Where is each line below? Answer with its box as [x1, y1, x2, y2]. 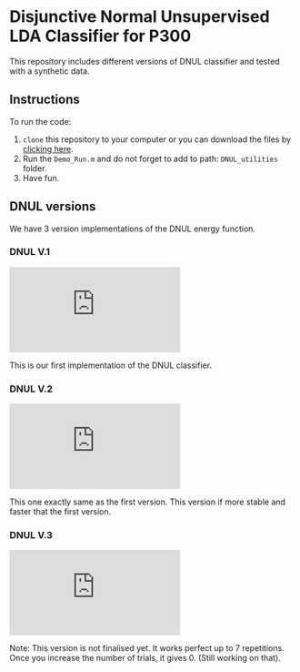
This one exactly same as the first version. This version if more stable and [9, 496, 286, 507]
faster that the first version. [9, 506, 112, 517]
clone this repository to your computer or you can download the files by [22, 134, 292, 145]
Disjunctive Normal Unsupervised [9, 6, 270, 27]
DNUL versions [9, 199, 96, 215]
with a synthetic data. [9, 66, 90, 76]
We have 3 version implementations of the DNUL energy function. [9, 223, 256, 234]
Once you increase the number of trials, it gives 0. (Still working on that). [9, 653, 282, 664]
